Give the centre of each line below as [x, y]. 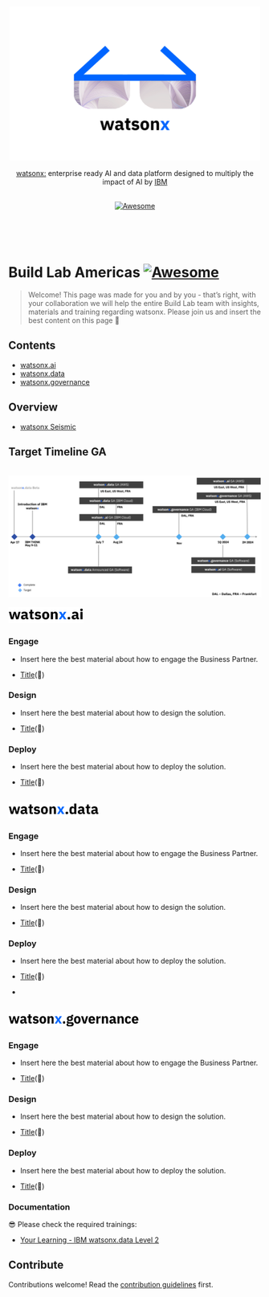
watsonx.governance [55, 381]
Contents [32, 346]
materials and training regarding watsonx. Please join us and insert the [144, 312]
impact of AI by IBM [135, 182]
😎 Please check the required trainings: [73, 1224]
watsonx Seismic [48, 426]
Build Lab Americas [74, 273]
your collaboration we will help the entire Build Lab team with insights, [143, 304]
